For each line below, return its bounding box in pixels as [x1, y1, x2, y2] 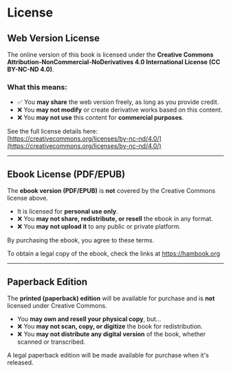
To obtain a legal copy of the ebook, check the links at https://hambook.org [7, 249, 221, 258]
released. [7, 358, 34, 366]
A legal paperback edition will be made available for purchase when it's [7, 351, 210, 359]
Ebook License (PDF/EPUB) [7, 168, 126, 180]
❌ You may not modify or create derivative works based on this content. [16, 105, 223, 114]
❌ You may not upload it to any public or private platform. [16, 223, 181, 231]
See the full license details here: [7, 127, 98, 136]
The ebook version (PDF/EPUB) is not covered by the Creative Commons [7, 187, 216, 195]
